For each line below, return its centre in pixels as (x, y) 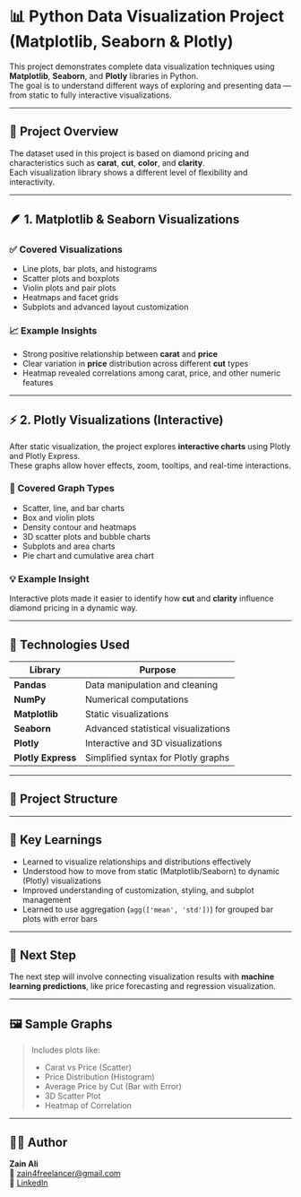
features (38, 382)
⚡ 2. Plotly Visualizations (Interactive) (116, 420)
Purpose (158, 670)
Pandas (30, 684)
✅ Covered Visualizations (66, 249)
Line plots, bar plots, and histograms (90, 269)
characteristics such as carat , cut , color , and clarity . (107, 162)
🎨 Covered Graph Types (62, 489)
